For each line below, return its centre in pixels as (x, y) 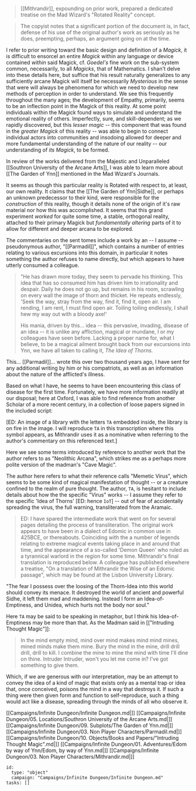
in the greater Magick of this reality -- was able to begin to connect (87, 131)
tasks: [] (18, 783)
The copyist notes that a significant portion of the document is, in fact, (105, 26)
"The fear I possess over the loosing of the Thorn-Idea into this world (90, 586)
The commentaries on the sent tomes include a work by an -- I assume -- (94, 240)
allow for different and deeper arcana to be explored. (70, 229)
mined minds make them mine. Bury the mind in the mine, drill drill (100, 646)
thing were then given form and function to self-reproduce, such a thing (93, 695)
